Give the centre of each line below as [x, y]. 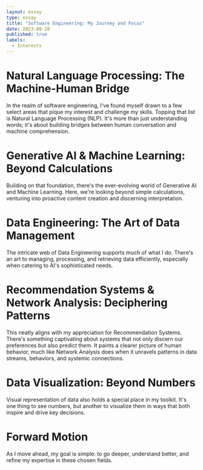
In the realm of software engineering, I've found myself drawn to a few [94, 105]
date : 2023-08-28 [28, 29]
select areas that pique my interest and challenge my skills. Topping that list [101, 112]
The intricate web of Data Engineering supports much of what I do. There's [100, 252]
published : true [27, 35]
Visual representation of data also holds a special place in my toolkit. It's [96, 399]
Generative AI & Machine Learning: [96, 156]
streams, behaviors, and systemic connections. [65, 358]
